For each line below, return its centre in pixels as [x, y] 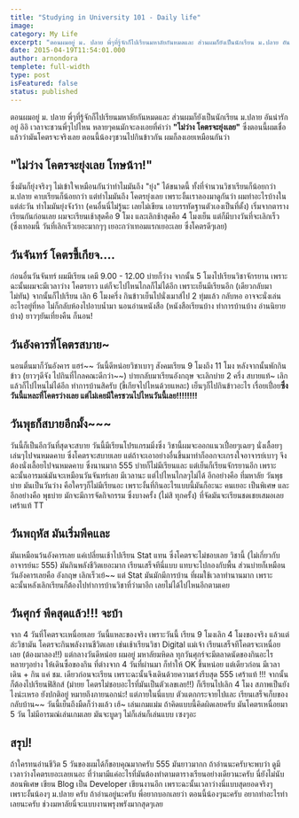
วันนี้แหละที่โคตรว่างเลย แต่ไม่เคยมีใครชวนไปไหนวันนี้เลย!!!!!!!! [104, 395]
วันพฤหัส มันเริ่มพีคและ [60, 534]
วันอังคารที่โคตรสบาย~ [60, 344]
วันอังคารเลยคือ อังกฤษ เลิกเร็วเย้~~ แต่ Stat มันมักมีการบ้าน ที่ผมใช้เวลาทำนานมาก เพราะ [142, 575]
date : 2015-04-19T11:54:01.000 [68, 51]
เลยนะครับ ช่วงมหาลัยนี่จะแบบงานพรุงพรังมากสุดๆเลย [87, 804]
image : [22, 26]
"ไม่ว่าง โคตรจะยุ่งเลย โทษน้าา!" [82, 165]
